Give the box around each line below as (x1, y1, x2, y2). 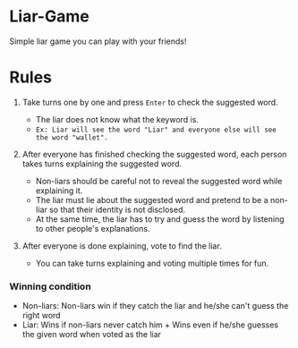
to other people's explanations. (35, 223, 150, 233)
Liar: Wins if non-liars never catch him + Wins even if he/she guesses (21, 319, 279, 330)
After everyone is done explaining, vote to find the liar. (21, 240, 222, 251)
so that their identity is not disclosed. (48, 204, 186, 215)
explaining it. (35, 185, 83, 196)
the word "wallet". (35, 132, 109, 142)
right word (21, 310, 61, 321)
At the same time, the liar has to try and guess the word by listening (35, 213, 285, 225)
